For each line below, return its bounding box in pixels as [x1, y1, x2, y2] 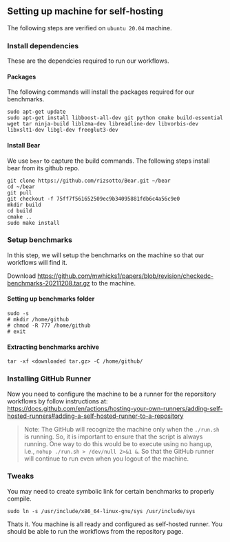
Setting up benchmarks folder [7, 294, 95, 303]
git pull [7, 189, 32, 196]
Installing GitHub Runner [7, 374, 92, 383]
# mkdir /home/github [7, 317, 70, 323]
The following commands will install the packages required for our [7, 88, 195, 96]
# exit [7, 328, 26, 335]
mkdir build [7, 201, 41, 208]
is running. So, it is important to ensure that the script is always [23, 432, 203, 441]
